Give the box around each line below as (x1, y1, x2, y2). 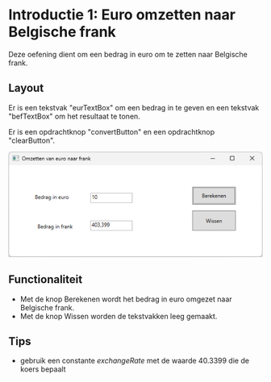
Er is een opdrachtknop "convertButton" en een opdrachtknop (8, 127, 215, 136)
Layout (8, 81, 44, 95)
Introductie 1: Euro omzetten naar (8, 6, 236, 24)
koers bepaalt (19, 364, 66, 374)
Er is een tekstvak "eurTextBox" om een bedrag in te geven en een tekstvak (8, 102, 260, 112)
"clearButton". (8, 135, 55, 145)
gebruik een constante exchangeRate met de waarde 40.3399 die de (19, 356, 250, 366)
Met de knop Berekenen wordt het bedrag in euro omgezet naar (19, 294, 232, 304)
